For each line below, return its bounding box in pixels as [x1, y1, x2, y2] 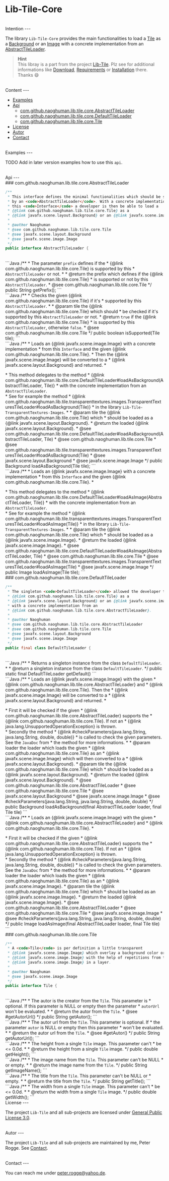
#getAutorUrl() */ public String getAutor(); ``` [5, 1014, 98, 1020]
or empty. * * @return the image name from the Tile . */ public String [5, 1062, 147, 1068]
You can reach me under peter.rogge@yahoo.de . [5, 1170, 107, 1176]
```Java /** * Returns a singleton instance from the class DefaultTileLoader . [5, 660, 162, 666]
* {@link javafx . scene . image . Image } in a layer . [7, 960, 112, 965]
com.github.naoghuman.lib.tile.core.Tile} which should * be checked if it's [5, 309, 158, 315]
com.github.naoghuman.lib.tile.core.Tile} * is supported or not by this [5, 276, 148, 283]
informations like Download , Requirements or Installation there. [17, 67, 148, 73]
